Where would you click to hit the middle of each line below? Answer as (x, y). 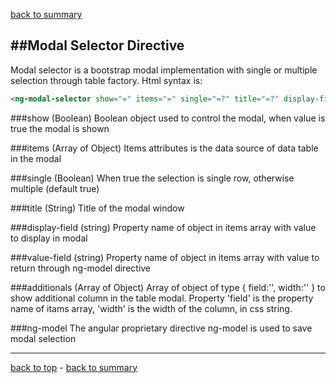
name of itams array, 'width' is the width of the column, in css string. (151, 308)
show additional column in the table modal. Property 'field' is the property (162, 298)
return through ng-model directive (81, 268)
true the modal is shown (60, 128)
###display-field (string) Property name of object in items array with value (163, 227)
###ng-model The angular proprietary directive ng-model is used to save (161, 328)
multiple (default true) (55, 188)
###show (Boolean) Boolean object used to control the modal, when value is (168, 118)
